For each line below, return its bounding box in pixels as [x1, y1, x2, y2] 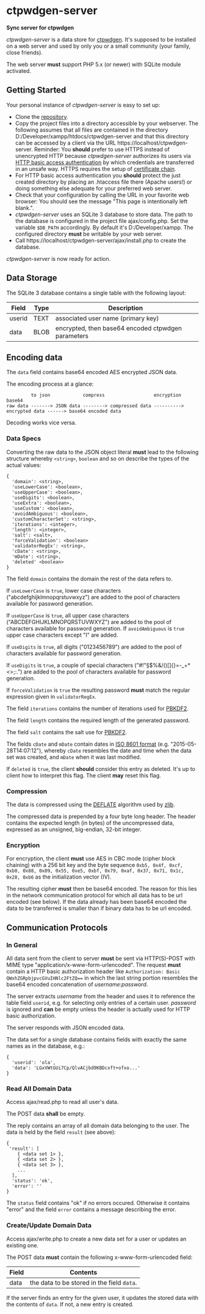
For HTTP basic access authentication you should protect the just [15, 171, 181, 179]
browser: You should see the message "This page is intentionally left [15, 197, 188, 205]
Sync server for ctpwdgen [6, 24, 74, 31]
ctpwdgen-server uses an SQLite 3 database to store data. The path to [15, 211, 193, 218]
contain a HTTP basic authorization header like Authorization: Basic [6, 967, 181, 975]
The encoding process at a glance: [6, 380, 94, 388]
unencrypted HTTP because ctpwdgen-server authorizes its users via [15, 152, 191, 159]
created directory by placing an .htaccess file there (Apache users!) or [15, 178, 192, 186]
